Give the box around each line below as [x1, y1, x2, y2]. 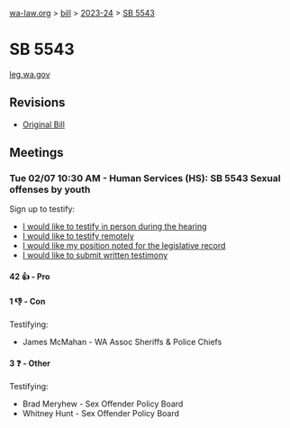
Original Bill [22, 119, 66, 130]
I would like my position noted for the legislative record [22, 241, 226, 251]
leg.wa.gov [9, 68, 51, 79]
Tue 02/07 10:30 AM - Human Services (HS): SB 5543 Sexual [9, 172, 281, 185]
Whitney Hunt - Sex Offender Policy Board [22, 408, 180, 419]
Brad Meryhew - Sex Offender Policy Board [22, 398, 184, 409]
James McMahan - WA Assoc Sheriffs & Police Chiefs [22, 337, 222, 348]
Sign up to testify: [9, 204, 75, 214]
